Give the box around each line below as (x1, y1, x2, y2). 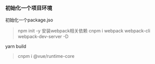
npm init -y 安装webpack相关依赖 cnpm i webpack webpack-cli (17, 28, 151, 34)
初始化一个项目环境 (5, 4, 52, 11)
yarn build (5, 43, 26, 49)
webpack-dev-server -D (17, 34, 69, 40)
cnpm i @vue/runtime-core (17, 53, 75, 59)
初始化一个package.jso (5, 17, 53, 23)
